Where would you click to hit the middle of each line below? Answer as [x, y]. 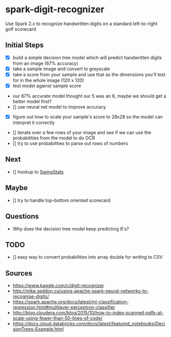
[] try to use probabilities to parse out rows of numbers [70, 143]
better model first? [32, 101]
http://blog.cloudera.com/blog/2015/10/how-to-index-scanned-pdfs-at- [88, 313]
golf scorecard [21, 29]
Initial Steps [25, 45]
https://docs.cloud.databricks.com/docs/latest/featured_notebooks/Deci [89, 324]
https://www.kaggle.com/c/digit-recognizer [58, 286]
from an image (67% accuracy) [45, 63]
